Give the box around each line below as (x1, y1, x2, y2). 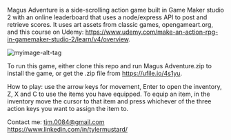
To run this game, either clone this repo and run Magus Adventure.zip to (7, 62, 212, 70)
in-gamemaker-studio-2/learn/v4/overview (7, 35, 129, 43)
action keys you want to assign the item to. (7, 105, 129, 112)
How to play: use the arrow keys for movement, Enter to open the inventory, (7, 83, 222, 90)
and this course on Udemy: (7, 28, 84, 36)
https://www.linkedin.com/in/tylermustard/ (7, 126, 128, 133)
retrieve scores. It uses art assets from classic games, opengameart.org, (7, 21, 214, 28)
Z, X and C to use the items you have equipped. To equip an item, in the (7, 90, 210, 98)
